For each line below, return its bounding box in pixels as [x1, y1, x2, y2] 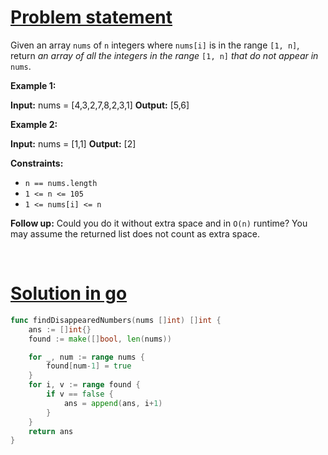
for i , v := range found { [28, 380, 141, 390]
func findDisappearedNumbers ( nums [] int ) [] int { [10, 315, 222, 325]
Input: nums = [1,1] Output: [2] [10, 137, 137, 150]
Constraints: [10, 157, 64, 169]
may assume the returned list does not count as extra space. [10, 227, 260, 240]
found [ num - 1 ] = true [46, 361, 132, 371]
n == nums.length [24, 178, 98, 188]
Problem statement [10, 6, 173, 29]
